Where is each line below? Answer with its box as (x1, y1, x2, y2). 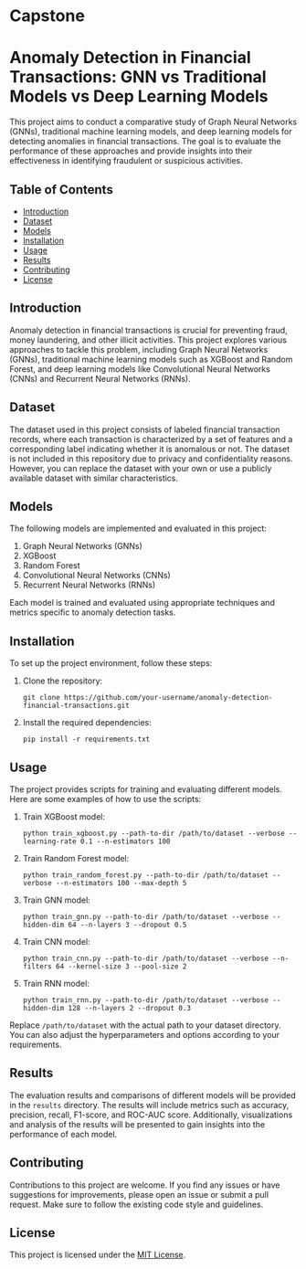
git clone (22, 693, 61, 703)
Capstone (9, 5, 85, 26)
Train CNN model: (22, 936, 90, 946)
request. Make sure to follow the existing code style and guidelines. (9, 1199, 264, 1210)
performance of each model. (9, 1128, 118, 1139)
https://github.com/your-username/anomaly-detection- (63, 693, 273, 703)
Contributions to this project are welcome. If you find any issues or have (9, 1179, 280, 1190)
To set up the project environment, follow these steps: (9, 658, 213, 669)
